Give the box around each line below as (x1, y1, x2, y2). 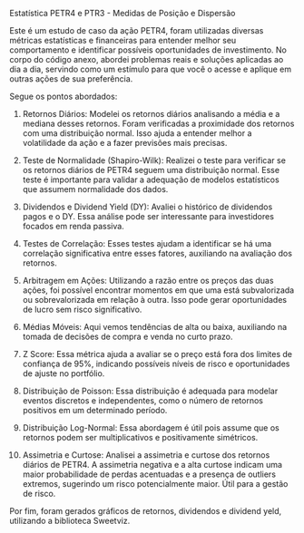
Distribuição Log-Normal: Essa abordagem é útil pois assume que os (22, 422, 279, 433)
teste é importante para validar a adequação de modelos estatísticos (22, 174, 279, 185)
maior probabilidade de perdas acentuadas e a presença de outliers (22, 469, 277, 480)
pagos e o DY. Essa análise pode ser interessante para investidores (22, 211, 275, 221)
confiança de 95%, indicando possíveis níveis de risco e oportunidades (22, 358, 290, 369)
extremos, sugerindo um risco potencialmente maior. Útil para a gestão (22, 479, 289, 489)
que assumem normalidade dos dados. (22, 184, 169, 194)
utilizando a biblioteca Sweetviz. (9, 516, 131, 526)
